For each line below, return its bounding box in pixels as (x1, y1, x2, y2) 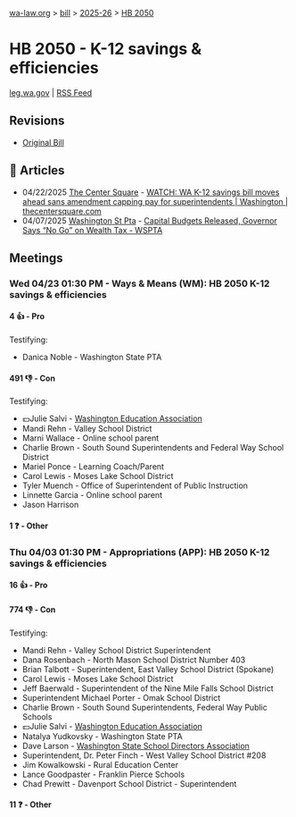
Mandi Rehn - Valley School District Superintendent (21, 644, 211, 655)
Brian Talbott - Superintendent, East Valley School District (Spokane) (21, 663, 275, 674)
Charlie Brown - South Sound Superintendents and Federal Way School (21, 442, 284, 453)
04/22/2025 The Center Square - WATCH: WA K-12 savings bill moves (21, 187, 280, 198)
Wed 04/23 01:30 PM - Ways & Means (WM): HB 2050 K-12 (9, 277, 270, 290)
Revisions (9, 114, 65, 129)
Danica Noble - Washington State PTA (21, 352, 162, 363)
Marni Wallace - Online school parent (21, 433, 159, 443)
